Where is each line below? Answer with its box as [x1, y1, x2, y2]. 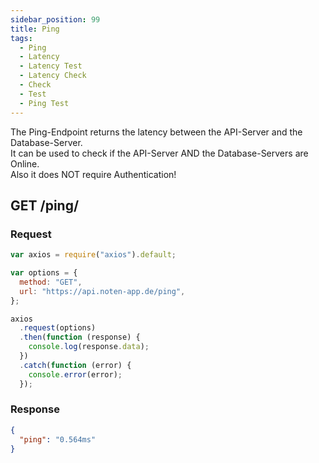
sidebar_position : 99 [10, 14, 101, 25]
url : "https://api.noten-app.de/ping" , [19, 286, 186, 296]
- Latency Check [19, 71, 87, 81]
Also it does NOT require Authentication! [10, 168, 177, 180]
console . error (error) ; [28, 369, 123, 380]
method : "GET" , [19, 277, 83, 287]
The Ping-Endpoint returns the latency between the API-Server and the [10, 126, 303, 138]
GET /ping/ [10, 197, 80, 214]
